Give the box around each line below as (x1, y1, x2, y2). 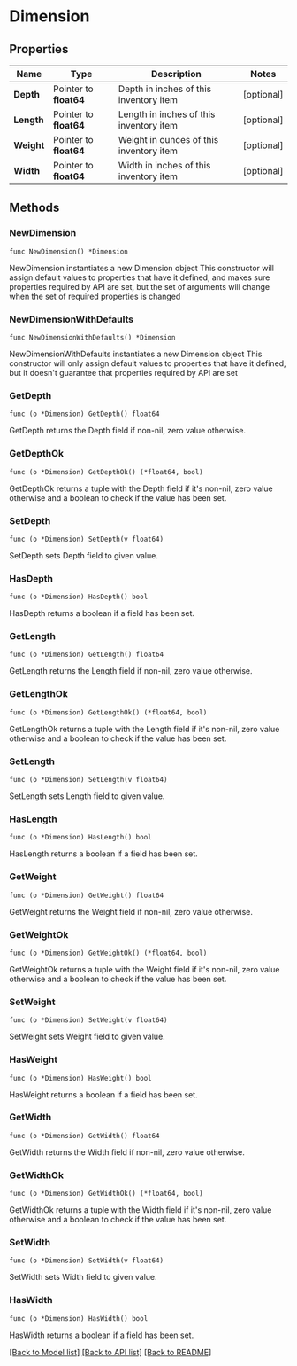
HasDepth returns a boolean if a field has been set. (9, 608, 195, 619)
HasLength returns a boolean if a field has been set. (9, 848, 199, 859)
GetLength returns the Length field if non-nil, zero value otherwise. (9, 666, 254, 676)
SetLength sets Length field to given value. (9, 791, 165, 801)
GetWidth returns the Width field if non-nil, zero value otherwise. (9, 1146, 245, 1158)
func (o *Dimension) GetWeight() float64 (9, 891, 164, 900)
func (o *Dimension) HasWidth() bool (9, 1314, 148, 1323)
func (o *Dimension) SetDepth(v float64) (9, 535, 164, 543)
